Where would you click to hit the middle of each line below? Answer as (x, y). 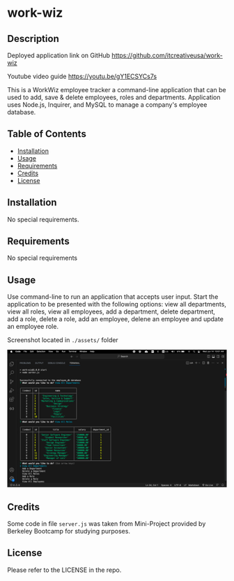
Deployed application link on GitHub (58, 55)
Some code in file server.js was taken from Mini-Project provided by (107, 524)
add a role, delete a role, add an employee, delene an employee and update (116, 319)
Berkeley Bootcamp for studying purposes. (69, 531)
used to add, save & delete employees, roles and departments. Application (114, 97)
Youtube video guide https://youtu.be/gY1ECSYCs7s (82, 76)
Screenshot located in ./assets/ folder (63, 340)
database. (22, 112)
